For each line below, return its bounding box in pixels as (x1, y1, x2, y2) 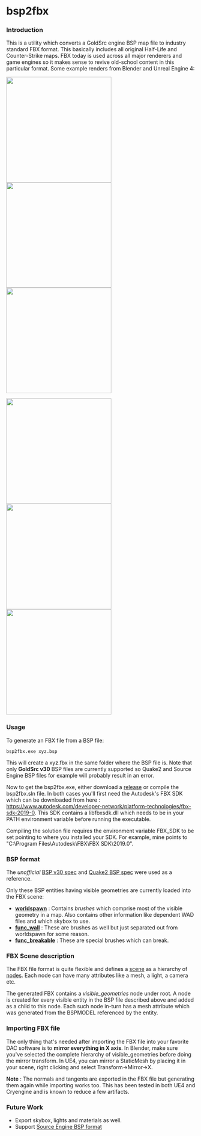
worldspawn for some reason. (14, 931, 89, 938)
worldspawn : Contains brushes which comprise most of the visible (14, 905, 183, 912)
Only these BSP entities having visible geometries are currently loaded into (6, 887, 191, 894)
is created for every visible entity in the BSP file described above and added (6, 996, 194, 1003)
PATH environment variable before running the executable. (6, 815, 151, 823)
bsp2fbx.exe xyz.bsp (6, 748, 58, 754)
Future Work (6, 1103, 43, 1111)
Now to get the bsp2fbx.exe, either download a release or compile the (6, 783, 179, 790)
